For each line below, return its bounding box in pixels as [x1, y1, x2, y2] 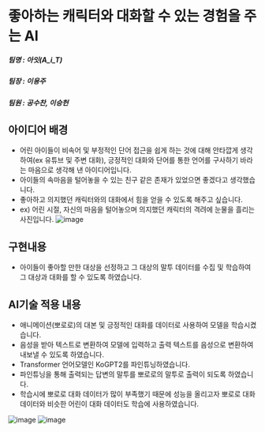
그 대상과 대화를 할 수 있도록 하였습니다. [19, 272, 142, 282]
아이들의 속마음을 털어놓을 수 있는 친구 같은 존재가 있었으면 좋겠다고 [19, 175, 229, 185]
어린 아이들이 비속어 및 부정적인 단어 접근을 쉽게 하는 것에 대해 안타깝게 [19, 145, 239, 155]
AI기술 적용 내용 [8, 298, 81, 311]
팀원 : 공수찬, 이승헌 [8, 98, 69, 107]
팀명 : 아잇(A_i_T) [8, 54, 63, 64]
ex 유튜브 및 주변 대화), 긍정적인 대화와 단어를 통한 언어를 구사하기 [35, 156, 239, 165]
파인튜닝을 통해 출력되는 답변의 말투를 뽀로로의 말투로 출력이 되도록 [19, 369, 226, 379]
